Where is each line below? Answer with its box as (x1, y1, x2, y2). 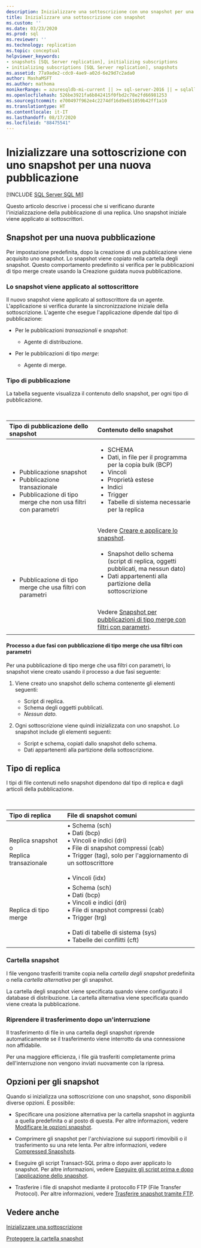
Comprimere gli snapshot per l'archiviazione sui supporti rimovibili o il (14, 1135, 187, 1142)
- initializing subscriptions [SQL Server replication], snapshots (6, 64, 178, 71)
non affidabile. (6, 1042, 42, 1049)
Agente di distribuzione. (23, 339, 83, 346)
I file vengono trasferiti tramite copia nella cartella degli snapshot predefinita (6, 970, 195, 977)
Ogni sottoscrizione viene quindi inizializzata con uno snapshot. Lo (14, 722, 180, 729)
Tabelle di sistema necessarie (107, 498, 191, 506)
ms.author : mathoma (6, 81, 55, 87)
